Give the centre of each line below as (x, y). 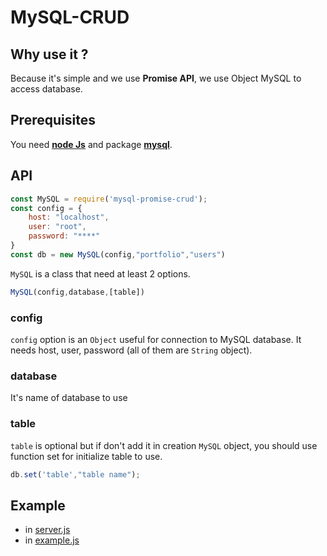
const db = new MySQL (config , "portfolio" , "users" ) (118, 254)
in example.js (52, 540)
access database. (46, 89)
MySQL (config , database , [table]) (77, 292)
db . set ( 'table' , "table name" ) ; (75, 474)
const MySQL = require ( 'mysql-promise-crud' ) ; (109, 199)
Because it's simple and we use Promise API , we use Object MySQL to (156, 78)
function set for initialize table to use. (86, 456)
